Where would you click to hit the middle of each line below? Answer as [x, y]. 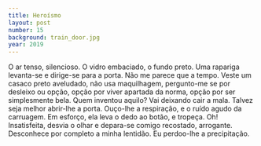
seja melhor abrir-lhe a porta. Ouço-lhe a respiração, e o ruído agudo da [125, 109]
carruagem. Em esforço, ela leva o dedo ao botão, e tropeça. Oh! [113, 117]
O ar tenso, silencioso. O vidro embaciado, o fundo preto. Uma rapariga [124, 67]
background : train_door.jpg [54, 37]
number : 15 [26, 30]
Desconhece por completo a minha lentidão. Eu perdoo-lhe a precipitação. [129, 133]
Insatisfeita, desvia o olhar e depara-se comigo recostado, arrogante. [121, 126]
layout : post [29, 23]
